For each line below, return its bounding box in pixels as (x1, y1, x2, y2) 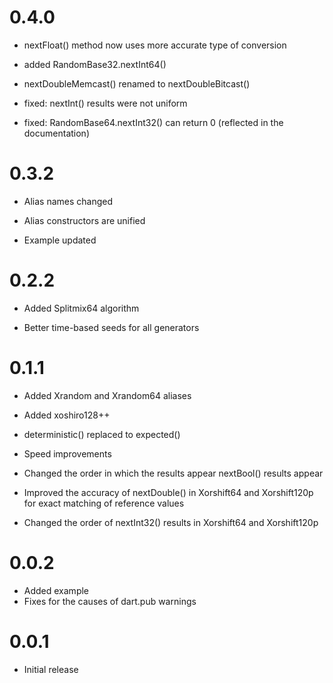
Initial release (23, 663, 79, 675)
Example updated (23, 234, 97, 246)
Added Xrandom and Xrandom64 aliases (23, 389, 192, 401)
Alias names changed (23, 195, 114, 207)
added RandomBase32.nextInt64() (23, 58, 167, 70)
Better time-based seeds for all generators (23, 321, 200, 333)
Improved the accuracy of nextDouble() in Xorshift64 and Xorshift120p (23, 486, 314, 498)
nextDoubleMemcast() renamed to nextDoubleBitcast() (23, 77, 251, 90)
